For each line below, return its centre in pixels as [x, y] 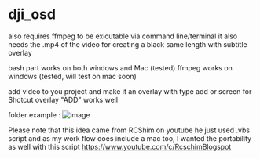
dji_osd [32, 14]
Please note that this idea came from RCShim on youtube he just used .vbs [129, 130]
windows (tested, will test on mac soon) [73, 76]
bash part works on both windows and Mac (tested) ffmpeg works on [121, 67]
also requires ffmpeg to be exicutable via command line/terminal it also [123, 36]
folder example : [35, 114]
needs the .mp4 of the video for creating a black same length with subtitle [128, 44]
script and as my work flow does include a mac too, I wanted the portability [130, 138]
